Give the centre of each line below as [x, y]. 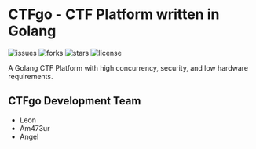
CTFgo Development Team [75, 101]
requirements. [31, 76]
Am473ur [35, 128]
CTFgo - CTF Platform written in [114, 15]
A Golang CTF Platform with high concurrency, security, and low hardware [128, 67]
